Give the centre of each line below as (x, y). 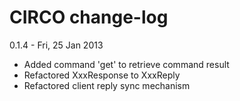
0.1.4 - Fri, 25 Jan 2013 (56, 45)
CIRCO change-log (89, 17)
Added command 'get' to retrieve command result (126, 64)
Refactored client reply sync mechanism (107, 85)
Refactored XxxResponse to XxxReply (102, 75)
